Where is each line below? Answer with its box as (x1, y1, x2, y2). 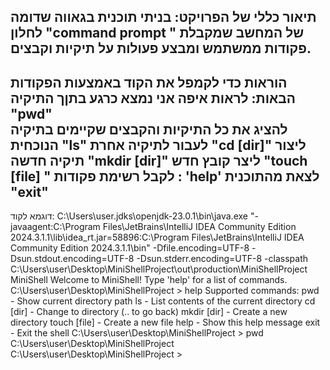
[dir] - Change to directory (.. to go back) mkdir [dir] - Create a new (10, 306, 288, 318)
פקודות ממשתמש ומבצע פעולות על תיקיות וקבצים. (10, 40, 312, 57)
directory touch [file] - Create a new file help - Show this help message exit (10, 316, 321, 329)
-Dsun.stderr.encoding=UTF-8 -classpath (136, 253, 308, 265)
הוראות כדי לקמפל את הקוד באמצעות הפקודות (10, 74, 288, 91)
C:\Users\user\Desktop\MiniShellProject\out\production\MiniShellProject (10, 263, 308, 275)
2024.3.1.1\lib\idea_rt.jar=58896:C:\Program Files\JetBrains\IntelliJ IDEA (10, 231, 305, 244)
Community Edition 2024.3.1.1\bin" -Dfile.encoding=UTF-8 (10, 242, 250, 254)
